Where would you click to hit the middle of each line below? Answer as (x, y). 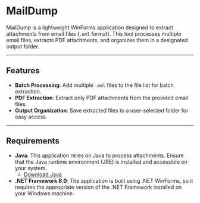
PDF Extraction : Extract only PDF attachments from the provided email (101, 98)
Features (23, 71)
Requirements (33, 141)
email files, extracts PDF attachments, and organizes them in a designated (97, 40)
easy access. (31, 117)
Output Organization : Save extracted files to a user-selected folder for (101, 110)
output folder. (23, 46)
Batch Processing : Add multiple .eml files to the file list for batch (94, 85)
